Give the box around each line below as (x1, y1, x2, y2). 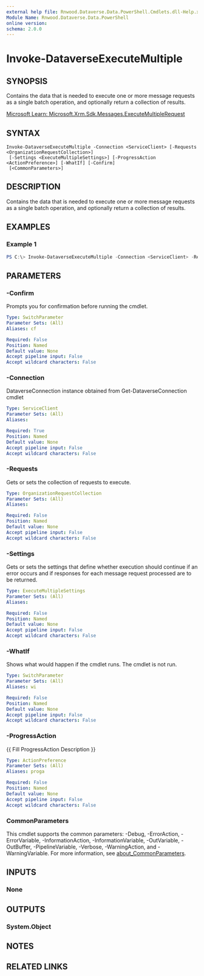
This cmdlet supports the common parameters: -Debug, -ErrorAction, (6, 830, 180, 838)
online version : (6, 20, 47, 26)
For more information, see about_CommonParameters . (50, 849, 186, 856)
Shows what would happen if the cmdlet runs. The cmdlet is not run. (6, 661, 177, 668)
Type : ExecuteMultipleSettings (6, 588, 86, 594)
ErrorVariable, (6, 836, 41, 844)
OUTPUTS (6, 904, 46, 914)
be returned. (6, 576, 38, 583)
